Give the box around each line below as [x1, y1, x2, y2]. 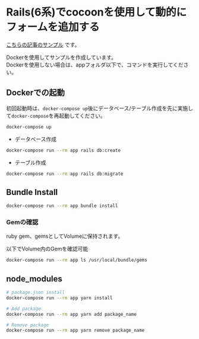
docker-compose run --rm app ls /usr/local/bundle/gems [6, 257, 147, 263]
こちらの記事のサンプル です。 [6, 41, 80, 48]
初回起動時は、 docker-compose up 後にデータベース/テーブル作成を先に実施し [6, 105, 194, 112]
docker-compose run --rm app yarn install [6, 295, 113, 301]
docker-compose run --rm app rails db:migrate [6, 171, 124, 177]
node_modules [6, 274, 62, 284]
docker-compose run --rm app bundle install [6, 203, 118, 209]
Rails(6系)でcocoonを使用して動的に [6, 5, 187, 19]
